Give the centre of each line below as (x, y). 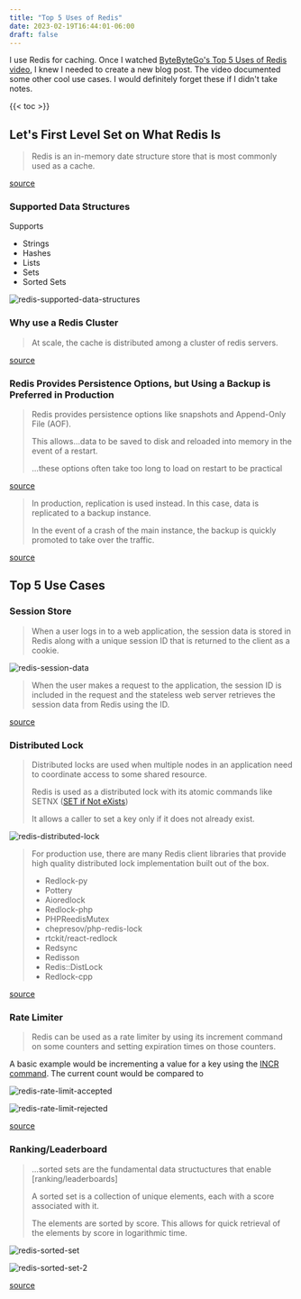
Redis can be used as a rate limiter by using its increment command (157, 1037)
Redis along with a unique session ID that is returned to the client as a (160, 640)
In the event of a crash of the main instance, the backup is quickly (154, 531)
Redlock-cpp (68, 977)
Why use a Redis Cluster (64, 323)
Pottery (59, 891)
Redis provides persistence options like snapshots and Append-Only (159, 415)
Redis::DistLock (74, 967)
